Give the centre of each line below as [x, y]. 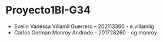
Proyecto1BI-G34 [48, 10]
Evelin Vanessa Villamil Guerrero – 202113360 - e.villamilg [84, 26]
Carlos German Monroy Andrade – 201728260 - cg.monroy [85, 32]
